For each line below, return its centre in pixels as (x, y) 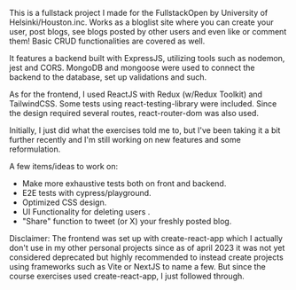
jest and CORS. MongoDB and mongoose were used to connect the (132, 67)
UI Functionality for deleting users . (86, 212)
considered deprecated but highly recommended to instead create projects (146, 257)
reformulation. (35, 149)
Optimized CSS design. (64, 202)
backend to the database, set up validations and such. (108, 77)
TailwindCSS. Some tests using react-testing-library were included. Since (143, 104)
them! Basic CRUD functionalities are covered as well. (107, 41)
